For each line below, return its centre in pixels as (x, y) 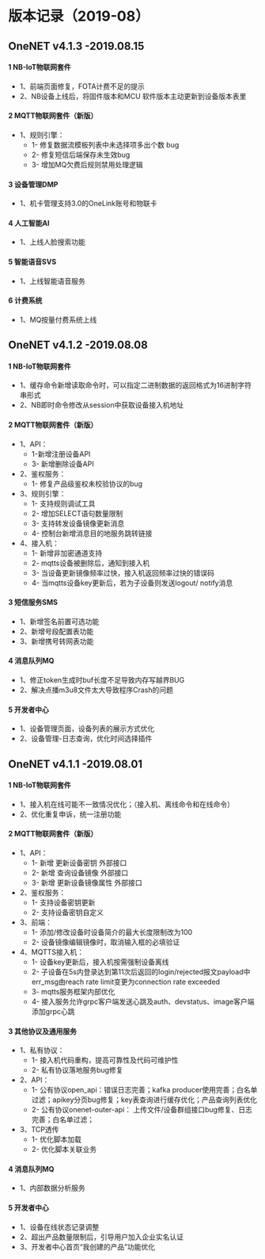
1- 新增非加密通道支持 (67, 553)
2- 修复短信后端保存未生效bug (81, 155)
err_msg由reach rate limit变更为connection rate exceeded (125, 982)
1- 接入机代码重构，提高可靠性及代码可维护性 (105, 1060)
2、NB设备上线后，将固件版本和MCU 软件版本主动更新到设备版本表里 (133, 96)
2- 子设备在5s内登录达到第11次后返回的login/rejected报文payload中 (141, 972)
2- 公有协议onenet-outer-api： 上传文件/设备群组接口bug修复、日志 (142, 1110)
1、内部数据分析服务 (52, 1188)
